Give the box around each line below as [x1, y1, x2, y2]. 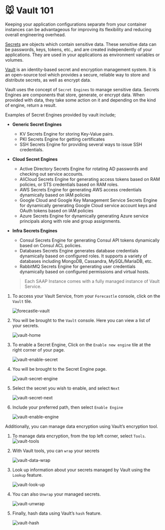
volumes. [5, 57, 24, 63]
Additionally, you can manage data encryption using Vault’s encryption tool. [5, 423, 159, 429]
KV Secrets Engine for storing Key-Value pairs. [19, 131, 114, 137]
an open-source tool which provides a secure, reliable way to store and [5, 71, 150, 77]
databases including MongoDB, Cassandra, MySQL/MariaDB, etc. [19, 258, 153, 264]
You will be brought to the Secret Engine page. [12, 366, 107, 372]
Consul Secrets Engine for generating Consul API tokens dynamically [19, 237, 160, 243]
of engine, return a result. [5, 102, 57, 108]
